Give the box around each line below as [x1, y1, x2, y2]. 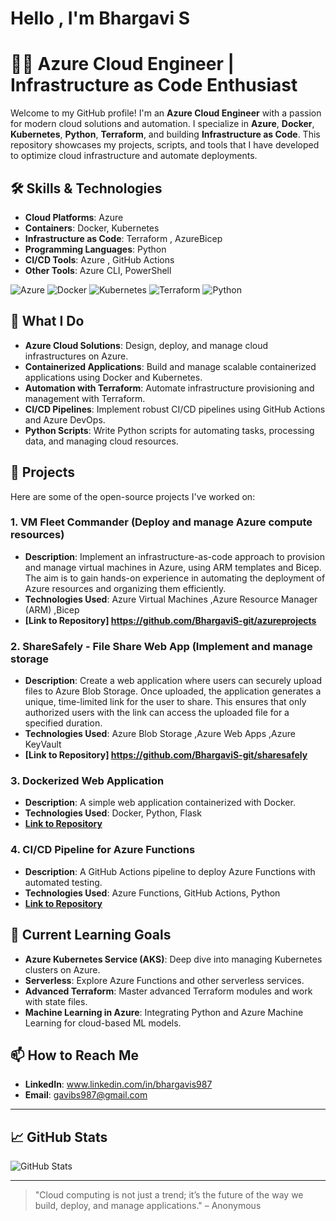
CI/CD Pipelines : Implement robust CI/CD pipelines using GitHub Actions [24, 403, 326, 415]
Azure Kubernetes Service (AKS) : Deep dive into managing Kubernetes [24, 953, 323, 965]
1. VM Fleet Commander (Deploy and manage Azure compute [10, 515, 313, 529]
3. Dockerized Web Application [10, 774, 165, 788]
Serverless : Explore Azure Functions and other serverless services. [24, 974, 305, 986]
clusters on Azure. [24, 963, 101, 976]
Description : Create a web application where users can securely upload [24, 675, 323, 687]
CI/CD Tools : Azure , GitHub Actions [24, 253, 175, 266]
